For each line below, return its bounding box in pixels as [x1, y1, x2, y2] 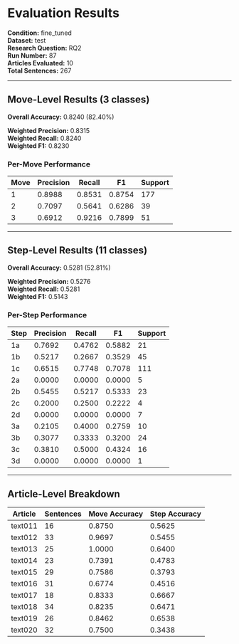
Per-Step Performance [7, 310, 87, 320]
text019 [11, 613, 38, 623]
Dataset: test [7, 36, 46, 44]
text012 [11, 532, 38, 542]
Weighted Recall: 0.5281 [7, 285, 80, 293]
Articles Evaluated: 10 [7, 58, 73, 67]
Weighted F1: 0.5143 [7, 292, 68, 300]
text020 [11, 625, 38, 635]
